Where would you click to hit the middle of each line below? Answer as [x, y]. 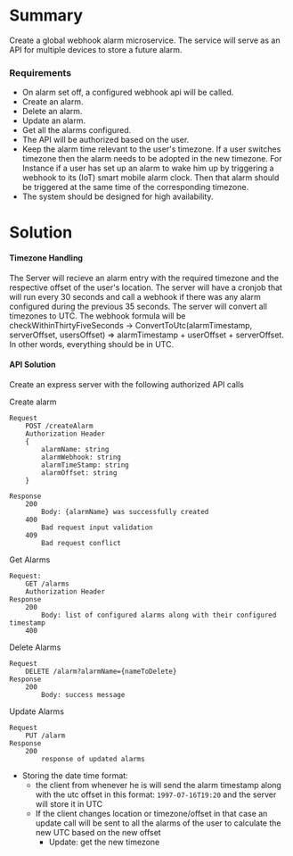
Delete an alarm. [52, 112]
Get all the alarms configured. [77, 130]
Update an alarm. [54, 121]
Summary [46, 16]
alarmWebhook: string [81, 457]
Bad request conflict [81, 543]
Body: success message [83, 694]
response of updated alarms [93, 759]
